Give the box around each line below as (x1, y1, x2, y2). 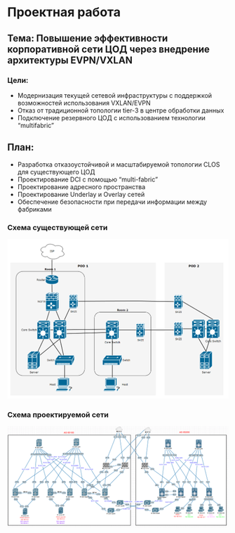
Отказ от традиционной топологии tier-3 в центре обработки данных (17, 106, 224, 115)
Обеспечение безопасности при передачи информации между (17, 198, 208, 206)
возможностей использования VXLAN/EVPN (17, 98, 151, 107)
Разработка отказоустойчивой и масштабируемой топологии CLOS (17, 160, 220, 169)
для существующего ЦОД (17, 167, 95, 176)
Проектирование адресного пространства (17, 182, 146, 191)
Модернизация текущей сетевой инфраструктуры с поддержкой (17, 91, 213, 99)
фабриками (17, 205, 53, 213)
